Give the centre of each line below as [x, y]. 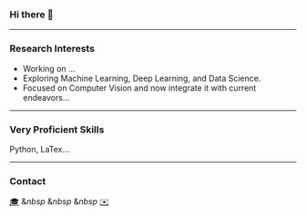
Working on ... [49, 68]
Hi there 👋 [32, 15]
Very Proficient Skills [57, 129]
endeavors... [46, 97]
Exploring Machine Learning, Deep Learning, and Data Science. [142, 78]
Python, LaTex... [40, 149]
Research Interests [52, 49]
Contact [28, 181]
